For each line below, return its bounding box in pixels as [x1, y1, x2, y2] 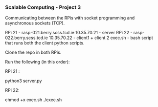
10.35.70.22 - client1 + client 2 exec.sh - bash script [48, 35, 153, 41]
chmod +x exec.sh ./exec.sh [5, 97, 62, 103]
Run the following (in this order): [5, 59, 70, 65]
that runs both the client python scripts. [5, 40, 85, 46]
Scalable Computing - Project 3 [5, 4, 81, 11]
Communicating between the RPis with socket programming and [5, 15, 135, 21]
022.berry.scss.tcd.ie [5, 35, 48, 41]
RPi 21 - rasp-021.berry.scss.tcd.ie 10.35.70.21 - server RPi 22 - [5, 30, 133, 36]
